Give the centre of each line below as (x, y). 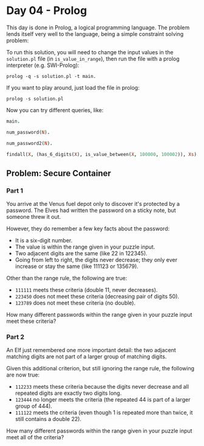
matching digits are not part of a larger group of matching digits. (87, 356)
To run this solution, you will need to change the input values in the (90, 52)
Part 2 (15, 337)
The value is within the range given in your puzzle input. (85, 247)
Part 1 (15, 191)
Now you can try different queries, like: (55, 110)
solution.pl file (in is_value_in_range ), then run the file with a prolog (93, 58)
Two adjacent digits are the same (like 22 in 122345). (81, 253)
